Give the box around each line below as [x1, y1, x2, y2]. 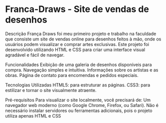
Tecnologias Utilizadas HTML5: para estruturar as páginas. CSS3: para [5, 81, 151, 88]
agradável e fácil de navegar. [5, 51, 65, 58]
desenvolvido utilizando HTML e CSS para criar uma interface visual [5, 46, 146, 52]
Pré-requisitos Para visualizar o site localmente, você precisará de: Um [5, 96, 151, 103]
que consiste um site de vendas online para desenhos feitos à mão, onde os [5, 36, 162, 42]
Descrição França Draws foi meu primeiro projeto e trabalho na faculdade [5, 30, 157, 36]
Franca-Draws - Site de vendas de [5, 3, 150, 15]
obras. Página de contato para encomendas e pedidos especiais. [5, 72, 139, 78]
